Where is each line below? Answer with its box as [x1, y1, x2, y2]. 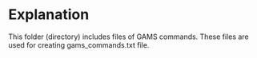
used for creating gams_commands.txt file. [8, 40, 150, 49]
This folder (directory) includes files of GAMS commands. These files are [8, 32, 250, 41]
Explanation [8, 6, 90, 24]
